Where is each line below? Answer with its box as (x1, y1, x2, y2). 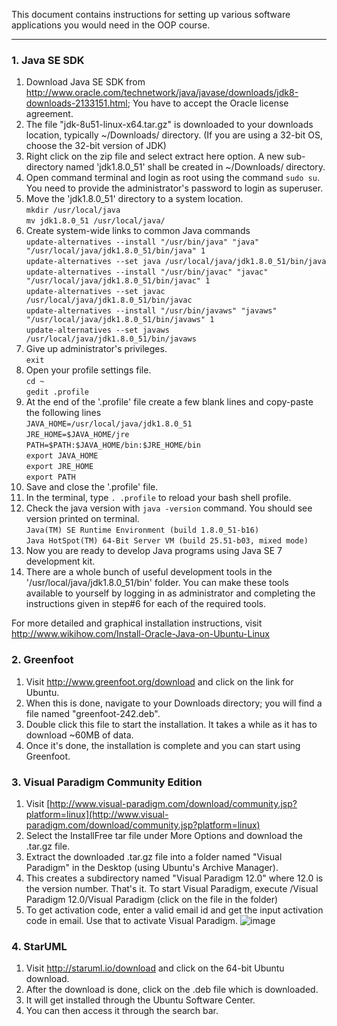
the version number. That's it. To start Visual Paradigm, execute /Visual (25, 882, 319, 894)
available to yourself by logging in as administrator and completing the (25, 587, 316, 599)
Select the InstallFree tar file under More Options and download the (25, 829, 303, 841)
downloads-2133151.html (25, 97, 128, 109)
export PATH (25, 472, 76, 483)
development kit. (25, 555, 96, 568)
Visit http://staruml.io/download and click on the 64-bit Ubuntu (25, 962, 285, 974)
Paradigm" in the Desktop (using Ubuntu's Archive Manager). (25, 861, 279, 873)
